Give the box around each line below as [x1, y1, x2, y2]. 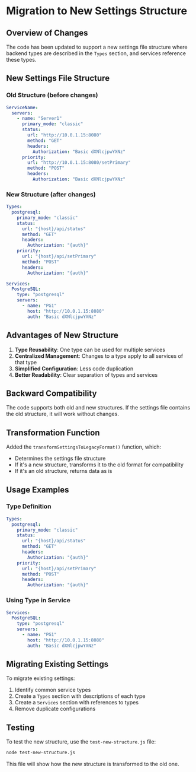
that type [14, 358, 37, 366]
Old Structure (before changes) [6, 91, 98, 99]
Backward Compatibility [6, 388, 97, 398]
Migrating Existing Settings [6, 659, 108, 669]
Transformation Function [6, 427, 100, 437]
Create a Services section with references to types [14, 699, 139, 706]
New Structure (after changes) [6, 190, 96, 198]
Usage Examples [6, 485, 69, 495]
